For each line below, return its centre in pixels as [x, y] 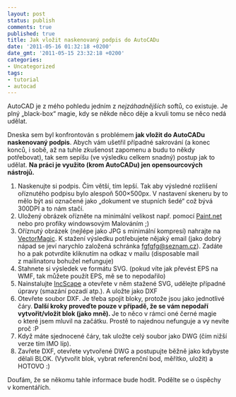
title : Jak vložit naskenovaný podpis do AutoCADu [83, 40]
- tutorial [23, 79]
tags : [15, 73]
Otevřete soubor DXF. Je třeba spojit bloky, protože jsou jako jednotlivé [121, 299]
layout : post [26, 14]
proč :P [28, 328]
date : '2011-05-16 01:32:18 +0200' [60, 47]
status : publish [31, 20]
